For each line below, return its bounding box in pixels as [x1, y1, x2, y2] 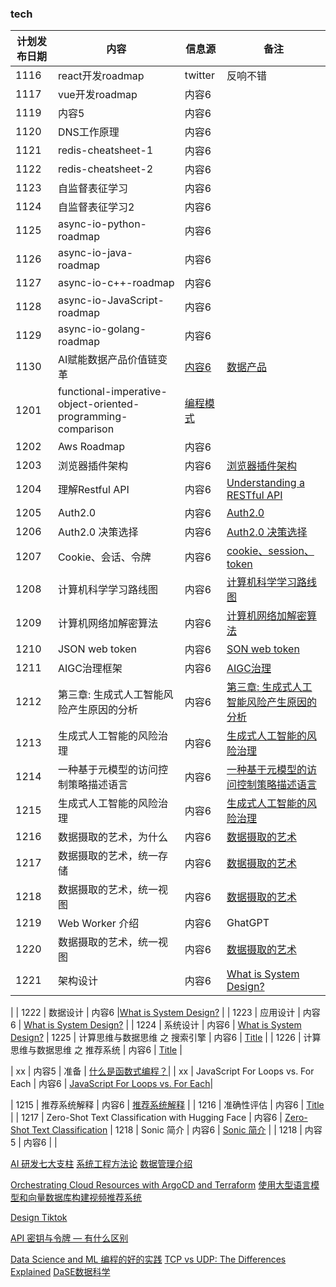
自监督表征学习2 [57, 200, 135, 214]
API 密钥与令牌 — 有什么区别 [10, 1232, 129, 1244]
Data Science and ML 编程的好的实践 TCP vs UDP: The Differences [10, 1253, 287, 1266]
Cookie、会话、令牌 [57, 550, 152, 564]
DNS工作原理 [57, 125, 120, 139]
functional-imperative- [57, 385, 168, 399]
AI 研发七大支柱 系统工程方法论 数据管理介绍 [10, 1158, 193, 1170]
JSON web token [57, 642, 137, 656]
